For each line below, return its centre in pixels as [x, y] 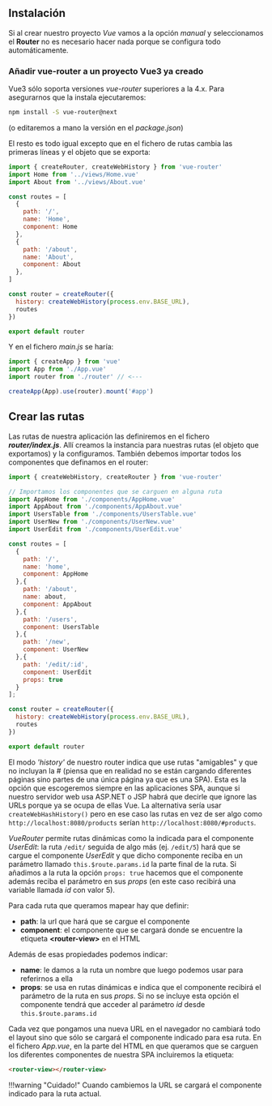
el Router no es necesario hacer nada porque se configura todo [115, 41]
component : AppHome [56, 574]
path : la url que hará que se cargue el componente [105, 921]
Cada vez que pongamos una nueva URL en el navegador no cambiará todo [134, 1028]
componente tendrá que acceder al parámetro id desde [113, 1004]
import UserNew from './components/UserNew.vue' [92, 522]
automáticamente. [38, 50]
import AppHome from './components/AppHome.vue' [92, 499]
